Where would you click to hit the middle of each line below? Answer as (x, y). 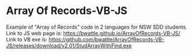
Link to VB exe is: (27, 39)
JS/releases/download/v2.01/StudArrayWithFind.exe (69, 46)
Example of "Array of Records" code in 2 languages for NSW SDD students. (97, 27)
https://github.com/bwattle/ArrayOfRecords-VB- (106, 39)
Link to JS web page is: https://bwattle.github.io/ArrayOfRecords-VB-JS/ (93, 33)
